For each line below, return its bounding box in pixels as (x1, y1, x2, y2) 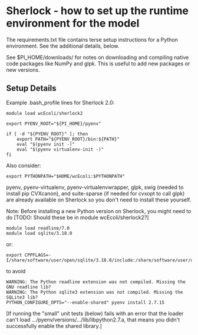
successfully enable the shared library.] (6, 322, 102, 329)
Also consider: (6, 162, 41, 169)
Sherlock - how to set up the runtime (6, 4, 189, 18)
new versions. (6, 66, 40, 73)
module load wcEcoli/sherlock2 (6, 110, 83, 116)
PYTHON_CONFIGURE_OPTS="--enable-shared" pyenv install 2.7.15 (6, 299, 165, 306)
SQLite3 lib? (6, 294, 38, 300)
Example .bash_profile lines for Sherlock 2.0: (6, 99, 115, 106)
